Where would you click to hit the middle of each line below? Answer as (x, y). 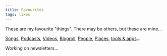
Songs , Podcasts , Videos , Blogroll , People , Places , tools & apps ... (73, 38)
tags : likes (18, 14)
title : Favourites (24, 10)
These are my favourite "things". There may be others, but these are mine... (84, 28)
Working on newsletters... (32, 48)
